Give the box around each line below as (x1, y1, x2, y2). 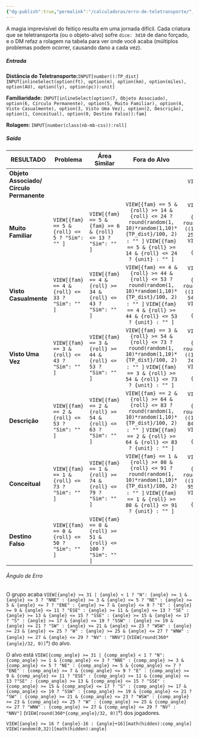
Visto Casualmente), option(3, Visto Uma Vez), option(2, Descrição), (6, 106, 184, 111)
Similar (94, 159, 115, 167)
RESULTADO (10, 155, 46, 164)
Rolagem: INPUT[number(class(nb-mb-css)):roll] (6, 121, 127, 128)
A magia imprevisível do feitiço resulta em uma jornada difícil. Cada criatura (6, 25, 191, 32)
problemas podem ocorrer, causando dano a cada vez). (6, 44, 142, 51)
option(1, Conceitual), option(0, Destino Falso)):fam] (6, 111, 147, 117)
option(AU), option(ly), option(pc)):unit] (6, 84, 115, 90)
